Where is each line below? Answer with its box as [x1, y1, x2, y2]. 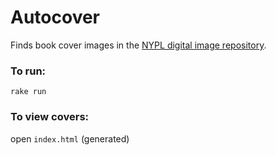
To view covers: [10, 110, 90, 124]
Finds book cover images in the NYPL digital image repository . [10, 39, 267, 51]
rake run [10, 87, 47, 97]
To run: [10, 64, 47, 78]
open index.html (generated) [10, 132, 130, 145]
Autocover [10, 6, 100, 29]
